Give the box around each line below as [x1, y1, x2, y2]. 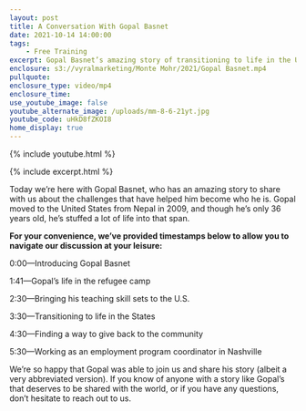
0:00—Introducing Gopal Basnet [9, 258, 130, 269]
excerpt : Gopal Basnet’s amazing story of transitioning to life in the [9, 56, 291, 65]
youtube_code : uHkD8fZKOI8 [9, 115, 112, 124]
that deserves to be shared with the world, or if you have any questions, [9, 384, 280, 394]
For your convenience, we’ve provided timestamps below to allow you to [9, 231, 290, 241]
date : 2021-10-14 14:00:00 [9, 30, 112, 39]
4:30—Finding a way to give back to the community [9, 329, 203, 339]
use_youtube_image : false [9, 98, 107, 108]
